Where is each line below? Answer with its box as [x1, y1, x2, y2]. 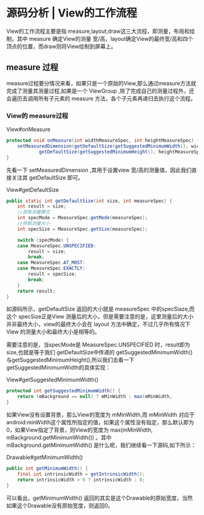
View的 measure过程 [6, 111, 69, 120]
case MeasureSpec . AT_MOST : [17, 260, 86, 266]
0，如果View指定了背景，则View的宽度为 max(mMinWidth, [6, 426, 153, 433]
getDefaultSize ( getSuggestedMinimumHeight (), [38, 149, 156, 155]
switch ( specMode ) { [17, 237, 69, 243]
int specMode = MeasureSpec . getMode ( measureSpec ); [17, 215, 148, 221]
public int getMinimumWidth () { [6, 466, 88, 472]
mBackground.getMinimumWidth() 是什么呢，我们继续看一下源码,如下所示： [6, 441, 196, 449]
